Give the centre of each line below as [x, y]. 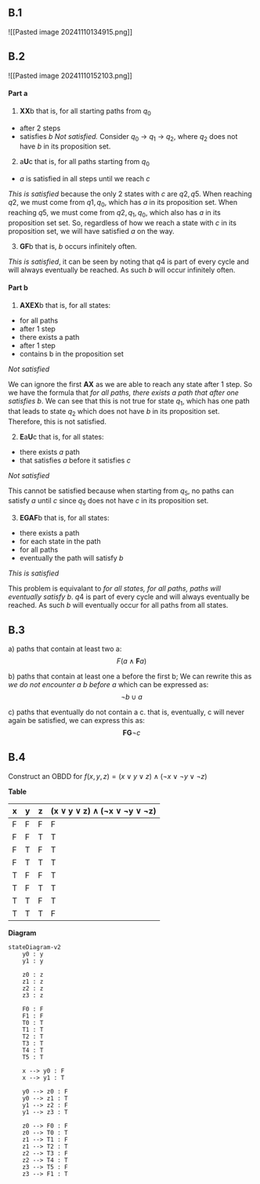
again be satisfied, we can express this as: [76, 721]
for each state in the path [60, 542]
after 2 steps [40, 128]
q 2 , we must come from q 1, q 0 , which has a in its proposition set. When [123, 203]
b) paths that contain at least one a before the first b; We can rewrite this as [130, 676]
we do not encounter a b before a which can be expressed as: [108, 685]
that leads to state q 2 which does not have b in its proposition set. [114, 412]
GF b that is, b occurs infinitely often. [78, 246]
